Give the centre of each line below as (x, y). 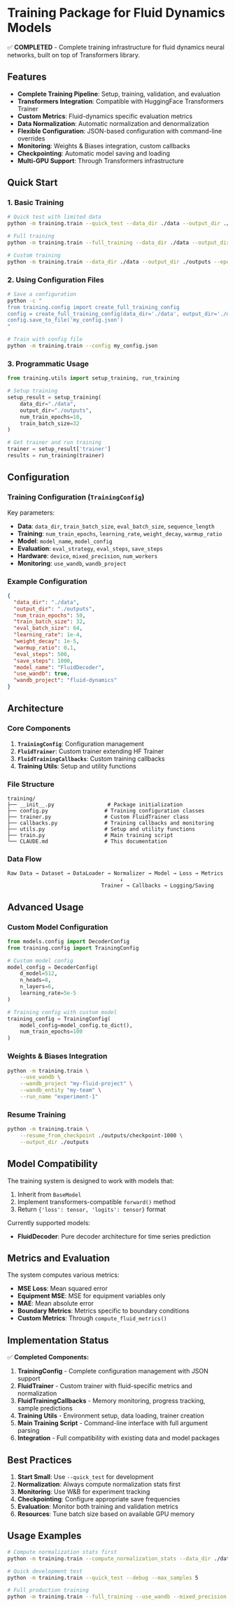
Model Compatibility (52, 1164)
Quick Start (33, 183)
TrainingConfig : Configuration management (81, 743)
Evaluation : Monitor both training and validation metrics (98, 1507)
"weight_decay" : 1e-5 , (47, 641)
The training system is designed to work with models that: (91, 1180)
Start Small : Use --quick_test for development (85, 1477)
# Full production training (48, 1590)
